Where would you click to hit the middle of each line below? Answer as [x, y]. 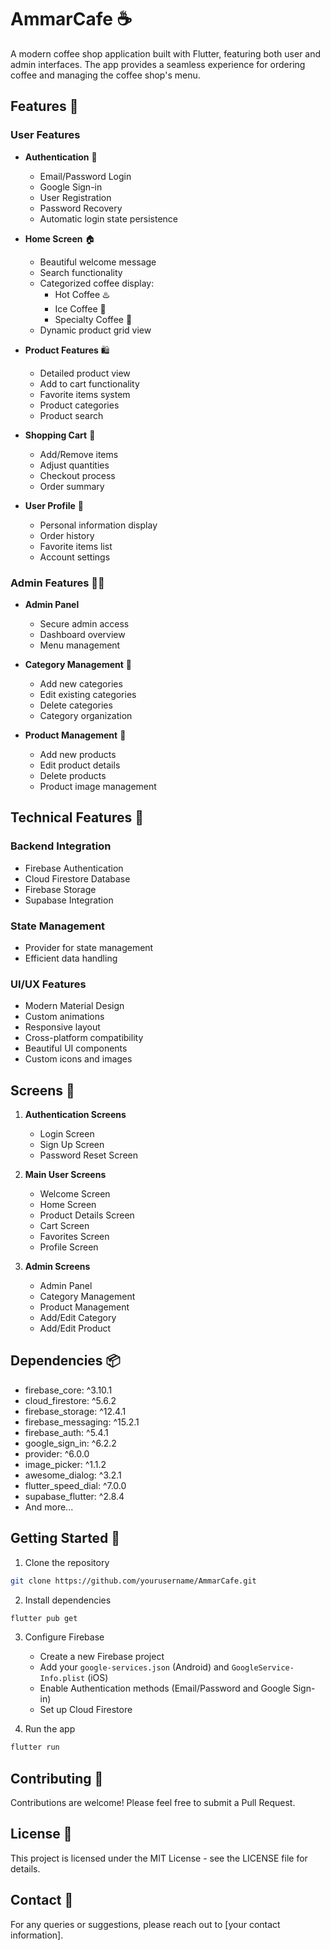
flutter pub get [44, 1618]
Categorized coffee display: [97, 283]
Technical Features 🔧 [77, 817]
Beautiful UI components [76, 1048]
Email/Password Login [85, 176]
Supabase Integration [69, 900]
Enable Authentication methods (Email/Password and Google [165, 1688]
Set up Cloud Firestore [86, 1710]
